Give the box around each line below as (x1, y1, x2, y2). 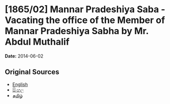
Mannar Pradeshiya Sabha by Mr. (5, 25, 149, 37)
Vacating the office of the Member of (5, 14, 165, 26)
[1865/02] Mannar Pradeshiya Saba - (5, 4, 165, 15)
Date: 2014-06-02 (5, 53, 44, 59)
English (12, 81, 28, 87)
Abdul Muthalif (5, 36, 70, 48)
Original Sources (5, 68, 59, 76)
